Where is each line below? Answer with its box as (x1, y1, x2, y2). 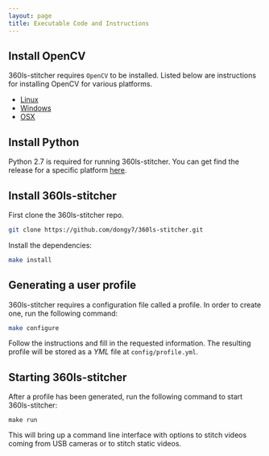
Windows (19, 103, 52, 113)
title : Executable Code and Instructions (8, 19, 150, 27)
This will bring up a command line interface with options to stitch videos (8, 430, 247, 440)
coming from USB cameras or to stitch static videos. (8, 439, 182, 449)
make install (8, 256, 52, 264)
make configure (8, 324, 60, 332)
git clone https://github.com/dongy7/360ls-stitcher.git (8, 225, 204, 234)
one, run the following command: (8, 308, 118, 318)
